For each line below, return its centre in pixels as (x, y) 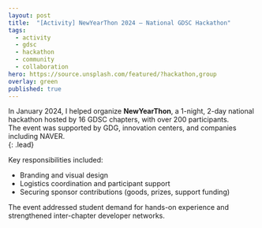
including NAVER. (37, 136)
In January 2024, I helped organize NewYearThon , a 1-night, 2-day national (131, 111)
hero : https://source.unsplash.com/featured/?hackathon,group (112, 74)
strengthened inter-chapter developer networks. (87, 216)
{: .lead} (21, 145)
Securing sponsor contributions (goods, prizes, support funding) (125, 192)
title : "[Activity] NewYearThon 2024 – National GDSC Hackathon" (120, 23)
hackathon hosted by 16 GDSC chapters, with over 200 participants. (119, 120)
